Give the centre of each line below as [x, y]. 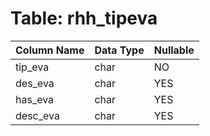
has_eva [35, 99]
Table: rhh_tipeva [84, 18]
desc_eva [37, 115]
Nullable [174, 50]
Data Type [119, 50]
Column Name [50, 50]
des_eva [35, 83]
